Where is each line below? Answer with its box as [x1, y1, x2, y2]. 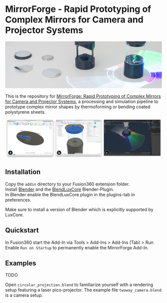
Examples [5, 259, 36, 268]
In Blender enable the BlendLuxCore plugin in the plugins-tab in [5, 191, 135, 197]
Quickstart [5, 226, 39, 234]
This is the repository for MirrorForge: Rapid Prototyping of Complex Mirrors [5, 93, 161, 99]
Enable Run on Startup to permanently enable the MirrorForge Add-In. [5, 244, 149, 250]
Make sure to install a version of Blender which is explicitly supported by [5, 206, 154, 212]
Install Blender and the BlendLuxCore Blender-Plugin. [5, 186, 114, 192]
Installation [5, 168, 41, 176]
